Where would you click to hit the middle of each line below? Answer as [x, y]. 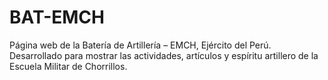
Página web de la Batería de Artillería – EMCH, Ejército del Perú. [140, 45]
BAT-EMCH [57, 17]
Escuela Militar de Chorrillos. [68, 66]
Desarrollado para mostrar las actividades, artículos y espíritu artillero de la [164, 55]
